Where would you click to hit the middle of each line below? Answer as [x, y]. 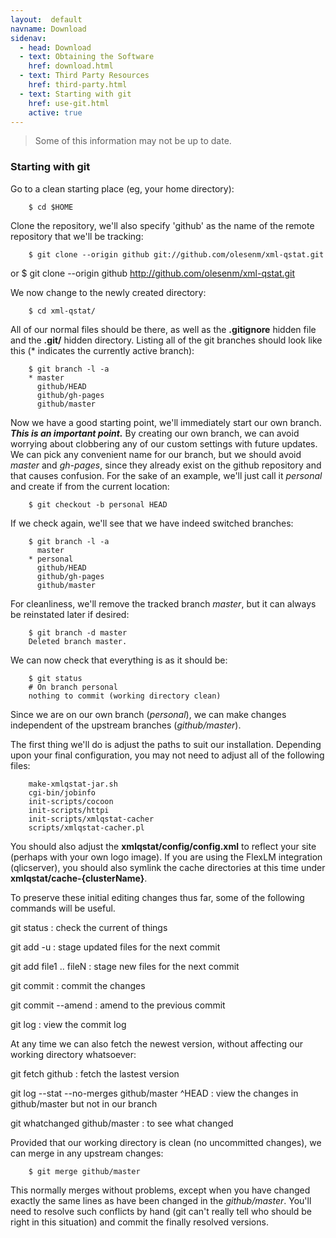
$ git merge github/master [84, 1171]
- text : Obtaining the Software [87, 57]
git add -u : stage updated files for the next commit [115, 947]
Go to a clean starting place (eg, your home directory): [122, 188]
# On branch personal [73, 687]
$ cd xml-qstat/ [62, 311]
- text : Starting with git [75, 94]
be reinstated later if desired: [70, 614]
